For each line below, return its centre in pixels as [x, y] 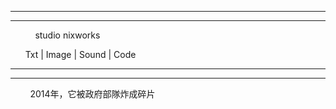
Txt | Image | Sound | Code [80, 54]
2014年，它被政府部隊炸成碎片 [92, 94]
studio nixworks [67, 35]
